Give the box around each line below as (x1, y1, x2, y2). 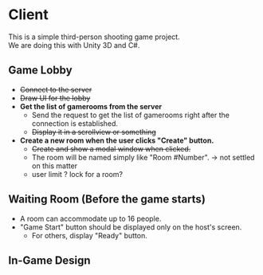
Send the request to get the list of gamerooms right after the (31, 110, 230, 120)
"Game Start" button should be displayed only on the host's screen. (19, 222, 242, 232)
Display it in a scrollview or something (31, 127, 157, 136)
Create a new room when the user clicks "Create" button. (19, 136, 214, 145)
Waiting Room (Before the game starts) (8, 193, 206, 206)
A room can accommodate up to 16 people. (19, 214, 162, 223)
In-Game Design (8, 253, 91, 267)
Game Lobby (8, 64, 73, 77)
